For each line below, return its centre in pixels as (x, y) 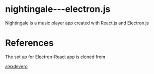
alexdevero (17, 66)
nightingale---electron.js (58, 9)
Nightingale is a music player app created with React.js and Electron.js (77, 23)
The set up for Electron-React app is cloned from (55, 57)
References (29, 43)
